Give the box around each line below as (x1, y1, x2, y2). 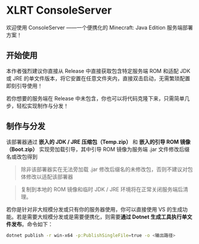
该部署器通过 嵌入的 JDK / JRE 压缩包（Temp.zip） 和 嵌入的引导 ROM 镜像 (6, 138, 191, 145)
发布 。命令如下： (11, 220, 53, 227)
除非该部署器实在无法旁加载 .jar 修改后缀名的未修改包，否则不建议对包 (20, 166, 193, 173)
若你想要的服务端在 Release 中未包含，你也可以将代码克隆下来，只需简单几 (6, 94, 190, 102)
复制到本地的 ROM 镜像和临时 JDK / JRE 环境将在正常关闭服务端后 (20, 185, 183, 193)
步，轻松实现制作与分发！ (6, 102, 69, 109)
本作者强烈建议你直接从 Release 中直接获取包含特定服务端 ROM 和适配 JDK (6, 67, 191, 74)
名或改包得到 (6, 153, 37, 160)
